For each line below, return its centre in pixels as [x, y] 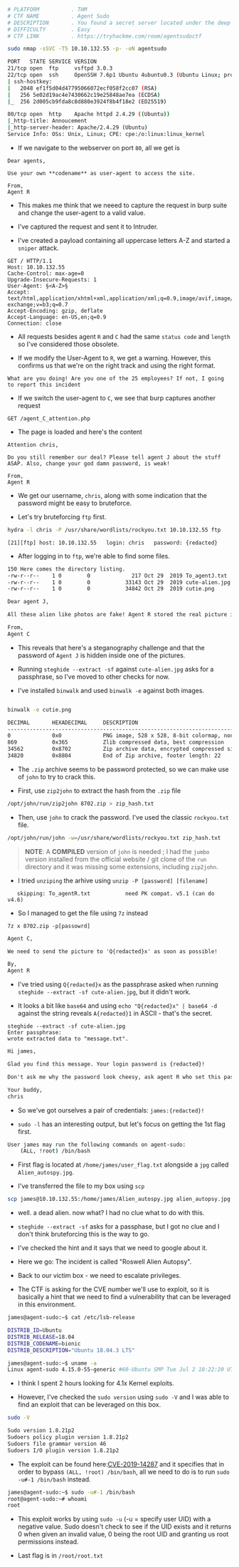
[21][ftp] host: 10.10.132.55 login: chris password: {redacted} [113, 543]
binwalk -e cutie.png [39, 709]
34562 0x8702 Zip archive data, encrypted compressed [116, 749]
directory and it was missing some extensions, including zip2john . [121, 866]
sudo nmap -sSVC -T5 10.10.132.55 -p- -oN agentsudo [87, 49]
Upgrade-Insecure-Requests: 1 [52, 280]
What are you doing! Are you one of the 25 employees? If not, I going [116, 378]
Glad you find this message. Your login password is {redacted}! [106, 1064]
